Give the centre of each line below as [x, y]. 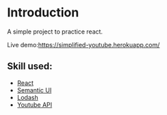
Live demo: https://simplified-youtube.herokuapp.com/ [83, 44]
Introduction [43, 13]
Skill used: [30, 66]
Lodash [28, 97]
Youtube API [35, 105]
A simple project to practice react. [55, 31]
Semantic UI [34, 90]
